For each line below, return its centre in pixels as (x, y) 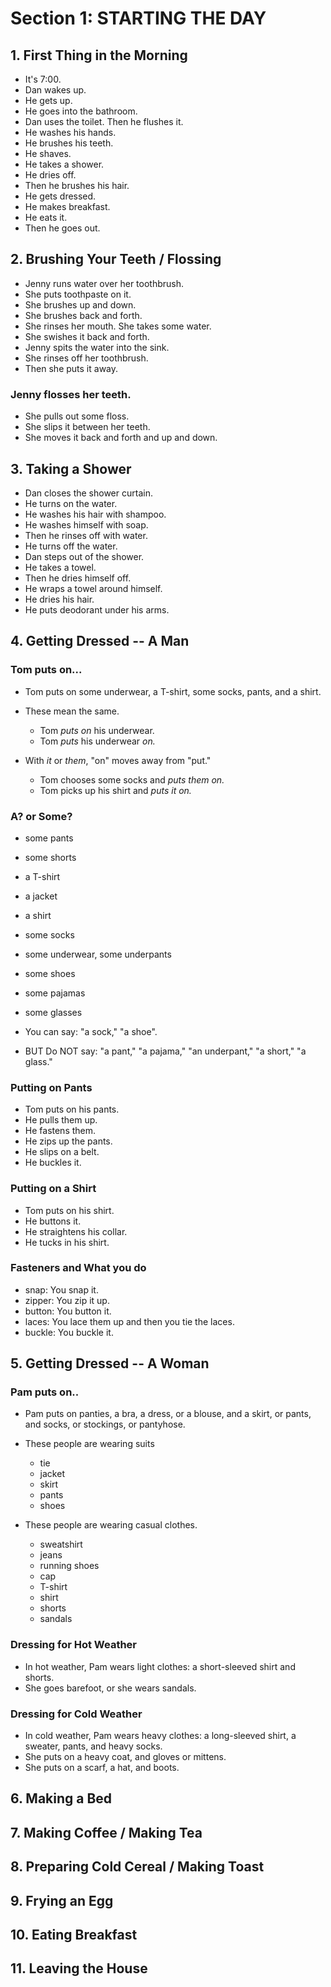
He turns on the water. (71, 503)
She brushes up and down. (80, 304)
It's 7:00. (43, 79)
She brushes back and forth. (83, 315)
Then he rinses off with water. (86, 535)
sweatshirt (61, 1544)
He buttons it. (53, 1221)
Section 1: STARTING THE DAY (138, 18)
